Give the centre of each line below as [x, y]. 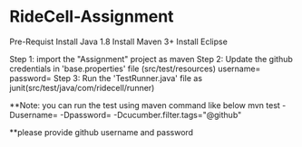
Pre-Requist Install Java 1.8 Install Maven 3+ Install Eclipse [119, 41]
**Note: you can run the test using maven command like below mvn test [145, 105]
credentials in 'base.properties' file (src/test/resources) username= [135, 69]
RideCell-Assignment [92, 17]
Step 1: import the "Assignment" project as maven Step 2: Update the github [151, 59]
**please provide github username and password [101, 132]
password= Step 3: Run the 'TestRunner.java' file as [106, 78]
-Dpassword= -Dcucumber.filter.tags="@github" [151, 115]
